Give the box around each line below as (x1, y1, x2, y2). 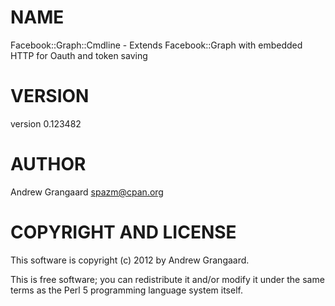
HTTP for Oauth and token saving (10, 49, 148, 61)
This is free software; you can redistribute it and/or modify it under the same (10, 273, 325, 285)
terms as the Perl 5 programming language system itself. (10, 284, 243, 296)
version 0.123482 (10, 117, 82, 130)
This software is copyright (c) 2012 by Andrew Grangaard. (10, 254, 250, 266)
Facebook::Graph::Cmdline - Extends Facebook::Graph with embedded (10, 39, 303, 51)
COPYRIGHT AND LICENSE (10, 221, 237, 243)
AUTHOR (10, 153, 87, 176)
